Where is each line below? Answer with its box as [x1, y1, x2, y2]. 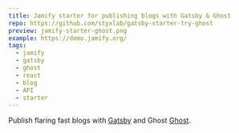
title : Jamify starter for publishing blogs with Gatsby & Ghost [8, 11, 231, 20]
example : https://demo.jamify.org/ [8, 34, 128, 42]
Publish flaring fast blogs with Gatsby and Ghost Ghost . [8, 115, 191, 125]
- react [15, 71, 42, 79]
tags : [8, 42, 26, 50]
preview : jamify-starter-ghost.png [8, 26, 128, 34]
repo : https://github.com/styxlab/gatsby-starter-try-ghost [8, 19, 214, 27]
